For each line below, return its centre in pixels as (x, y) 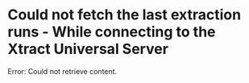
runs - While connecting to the (112, 32)
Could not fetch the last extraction (124, 15)
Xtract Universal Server (88, 49)
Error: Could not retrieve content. (62, 71)
